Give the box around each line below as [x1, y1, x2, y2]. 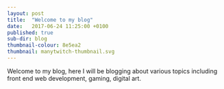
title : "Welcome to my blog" [7, 16, 94, 23]
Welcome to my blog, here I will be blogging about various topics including [7, 66, 218, 75]
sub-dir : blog [7, 36, 48, 42]
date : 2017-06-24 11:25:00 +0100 [7, 23, 109, 29]
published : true [7, 29, 53, 36]
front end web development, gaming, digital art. [7, 74, 142, 82]
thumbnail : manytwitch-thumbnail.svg [7, 49, 115, 55]
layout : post [7, 10, 45, 17]
